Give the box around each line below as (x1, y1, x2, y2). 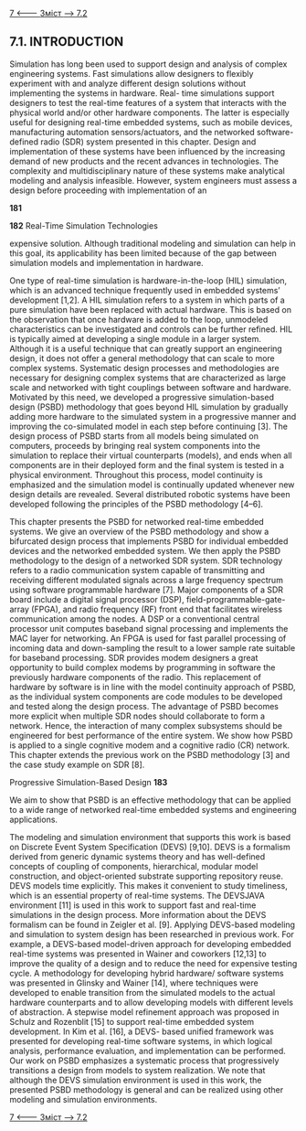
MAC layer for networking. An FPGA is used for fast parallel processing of (9, 633, 287, 644)
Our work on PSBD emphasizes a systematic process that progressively (9, 1055, 280, 1066)
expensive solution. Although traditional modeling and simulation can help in (9, 238, 297, 249)
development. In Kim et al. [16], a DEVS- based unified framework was (9, 1026, 274, 1037)
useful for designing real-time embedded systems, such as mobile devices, (9, 116, 293, 127)
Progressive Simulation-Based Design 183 (9, 776, 168, 787)
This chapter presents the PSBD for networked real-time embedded (9, 516, 265, 527)
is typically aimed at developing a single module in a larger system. (9, 333, 262, 344)
